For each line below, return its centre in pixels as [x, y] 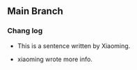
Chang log [25, 31]
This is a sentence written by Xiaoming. [74, 46]
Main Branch [35, 11]
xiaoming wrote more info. [55, 59]
